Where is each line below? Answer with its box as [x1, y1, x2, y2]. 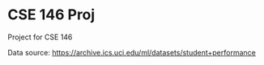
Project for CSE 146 [7, 32, 73, 42]
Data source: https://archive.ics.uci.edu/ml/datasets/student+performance [7, 47, 256, 57]
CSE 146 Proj [7, 6, 96, 24]
